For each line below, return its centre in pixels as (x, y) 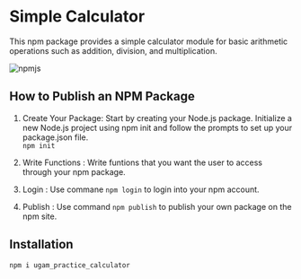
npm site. (40, 216)
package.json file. (55, 137)
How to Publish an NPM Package (102, 96)
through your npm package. (74, 171)
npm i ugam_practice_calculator (70, 265)
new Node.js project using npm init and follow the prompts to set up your (157, 127)
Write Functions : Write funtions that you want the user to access (142, 162)
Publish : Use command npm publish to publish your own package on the (157, 206)
